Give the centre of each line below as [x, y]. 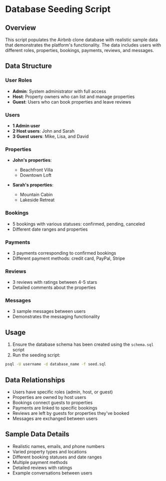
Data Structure [29, 66]
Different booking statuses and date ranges [57, 457]
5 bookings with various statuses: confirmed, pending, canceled [78, 224]
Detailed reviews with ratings [42, 467]
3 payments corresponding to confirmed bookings [64, 253]
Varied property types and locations [49, 451]
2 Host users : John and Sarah [43, 131]
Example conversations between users [52, 473]
